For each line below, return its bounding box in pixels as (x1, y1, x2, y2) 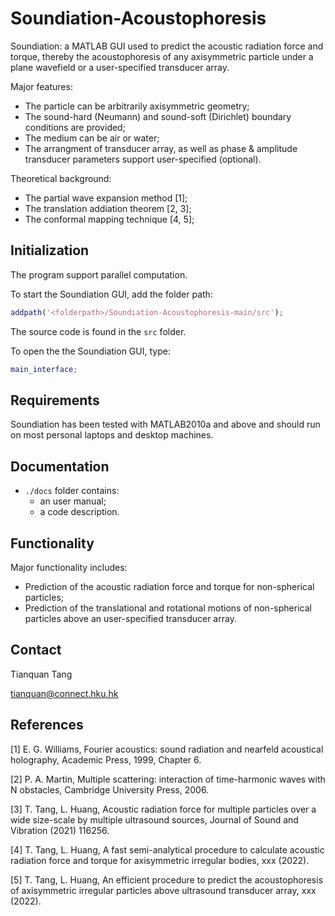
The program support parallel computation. (10, 268, 188, 281)
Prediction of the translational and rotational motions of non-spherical (24, 602, 312, 614)
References (10, 717, 84, 734)
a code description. (39, 506, 120, 518)
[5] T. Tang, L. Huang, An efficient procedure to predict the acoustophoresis (10, 873, 324, 886)
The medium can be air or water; (24, 132, 160, 144)
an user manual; (39, 495, 107, 507)
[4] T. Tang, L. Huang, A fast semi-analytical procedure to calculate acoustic (10, 843, 325, 856)
